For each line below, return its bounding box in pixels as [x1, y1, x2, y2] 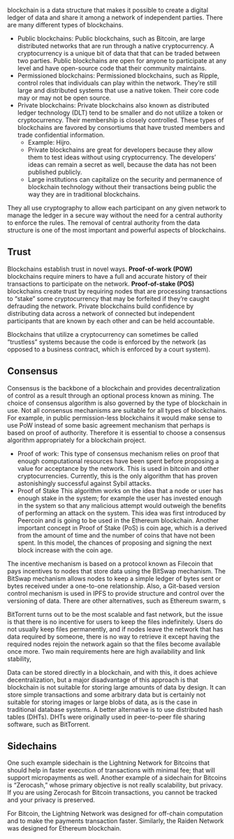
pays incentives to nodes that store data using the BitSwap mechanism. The [7, 567, 226, 575]
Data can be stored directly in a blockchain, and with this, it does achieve [7, 668, 218, 676]
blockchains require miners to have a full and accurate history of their [7, 272, 207, 280]
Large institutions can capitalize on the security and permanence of [27, 175, 223, 184]
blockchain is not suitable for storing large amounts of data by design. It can [7, 683, 226, 691]
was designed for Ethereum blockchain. [7, 824, 122, 833]
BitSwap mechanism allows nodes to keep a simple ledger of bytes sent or [7, 574, 221, 583]
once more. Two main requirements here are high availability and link [7, 647, 205, 655]
